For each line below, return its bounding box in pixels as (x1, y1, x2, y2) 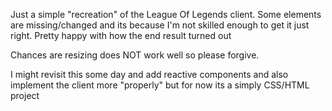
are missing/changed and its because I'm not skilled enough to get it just (10, 19, 310, 31)
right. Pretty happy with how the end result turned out (10, 30, 232, 41)
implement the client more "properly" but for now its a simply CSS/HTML (10, 79, 310, 91)
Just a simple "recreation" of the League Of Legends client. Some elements (10, 9, 322, 20)
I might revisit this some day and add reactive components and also (10, 69, 289, 80)
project (10, 90, 40, 101)
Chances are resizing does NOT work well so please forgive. (10, 49, 260, 61)
